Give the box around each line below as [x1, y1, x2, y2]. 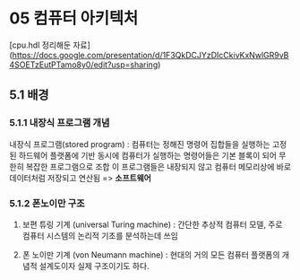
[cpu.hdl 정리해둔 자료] [9, 39, 91, 50]
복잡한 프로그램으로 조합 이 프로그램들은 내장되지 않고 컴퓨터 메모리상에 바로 [25, 161, 292, 171]
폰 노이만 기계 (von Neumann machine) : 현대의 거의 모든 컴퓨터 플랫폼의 [21, 249, 280, 260]
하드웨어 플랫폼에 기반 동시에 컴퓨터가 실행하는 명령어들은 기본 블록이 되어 [18, 150, 278, 161]
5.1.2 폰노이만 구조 [9, 197, 85, 209]
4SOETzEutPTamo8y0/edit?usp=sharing [9, 59, 159, 70]
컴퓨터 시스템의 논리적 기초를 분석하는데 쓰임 [21, 230, 179, 241]
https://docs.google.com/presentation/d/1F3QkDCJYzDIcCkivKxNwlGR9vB [12, 49, 289, 60]
